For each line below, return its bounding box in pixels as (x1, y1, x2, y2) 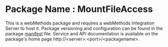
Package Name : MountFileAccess (5, 3, 153, 15)
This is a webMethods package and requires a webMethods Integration (5, 20, 155, 26)
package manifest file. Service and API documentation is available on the (5, 30, 158, 36)
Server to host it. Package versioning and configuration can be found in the (5, 25, 163, 31)
